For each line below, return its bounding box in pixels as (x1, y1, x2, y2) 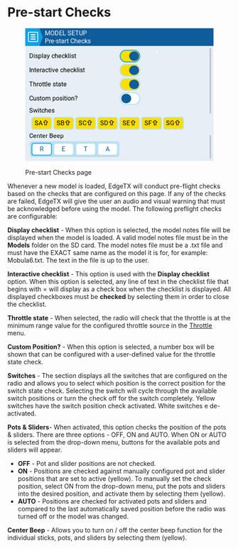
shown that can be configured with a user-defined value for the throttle (7, 349, 215, 359)
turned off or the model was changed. (17, 512, 129, 521)
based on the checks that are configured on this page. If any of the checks (7, 189, 226, 197)
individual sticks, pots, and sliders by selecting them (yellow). (7, 533, 187, 542)
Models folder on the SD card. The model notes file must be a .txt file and (7, 241, 223, 249)
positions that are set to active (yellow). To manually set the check (17, 474, 212, 483)
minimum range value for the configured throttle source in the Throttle (7, 321, 212, 330)
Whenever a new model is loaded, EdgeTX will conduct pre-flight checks (7, 182, 221, 190)
